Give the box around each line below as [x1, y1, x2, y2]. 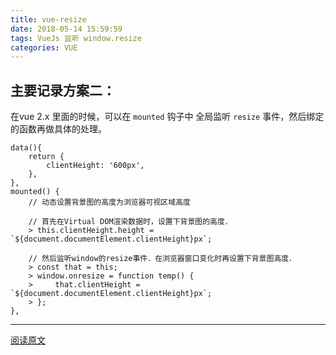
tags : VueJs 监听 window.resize [10, 33, 142, 43]
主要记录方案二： [10, 82, 116, 99]
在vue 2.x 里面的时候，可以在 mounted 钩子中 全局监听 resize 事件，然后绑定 [10, 111, 325, 123]
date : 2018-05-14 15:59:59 [10, 24, 123, 34]
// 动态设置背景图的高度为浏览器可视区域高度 [28, 197, 191, 208]
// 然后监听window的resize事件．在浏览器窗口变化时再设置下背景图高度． [28, 254, 297, 264]
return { [28, 152, 65, 162]
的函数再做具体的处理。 [10, 123, 107, 135]
